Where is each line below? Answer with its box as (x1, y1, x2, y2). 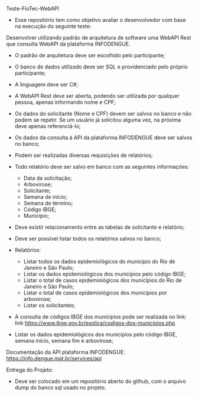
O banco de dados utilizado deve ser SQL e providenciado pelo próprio (14, 63, 188, 70)
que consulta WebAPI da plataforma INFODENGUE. (6, 41, 131, 47)
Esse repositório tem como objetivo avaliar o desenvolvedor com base (14, 17, 186, 23)
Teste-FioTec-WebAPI (6, 5, 60, 12)
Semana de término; (23, 200, 73, 206)
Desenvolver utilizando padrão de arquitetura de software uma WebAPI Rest (6, 34, 191, 41)
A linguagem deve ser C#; (14, 81, 79, 88)
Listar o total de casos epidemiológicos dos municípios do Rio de (23, 277, 182, 284)
